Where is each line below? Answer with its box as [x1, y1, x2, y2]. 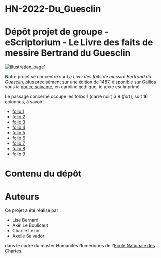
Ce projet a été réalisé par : [5, 207, 61, 213]
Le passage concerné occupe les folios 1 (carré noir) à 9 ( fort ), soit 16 [5, 93, 148, 100]
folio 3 [12, 119, 26, 125]
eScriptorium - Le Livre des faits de [5, 37, 153, 48]
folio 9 [12, 151, 26, 157]
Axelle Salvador [12, 233, 45, 239]
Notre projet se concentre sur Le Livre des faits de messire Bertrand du [5, 74, 152, 80]
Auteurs [5, 191, 40, 202]
